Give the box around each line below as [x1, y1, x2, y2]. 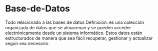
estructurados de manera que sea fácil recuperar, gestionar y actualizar [5, 35, 153, 41]
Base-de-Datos [5, 3, 70, 14]
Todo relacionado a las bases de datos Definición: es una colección [5, 19, 144, 25]
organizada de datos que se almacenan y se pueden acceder [5, 24, 131, 30]
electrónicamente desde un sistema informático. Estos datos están [5, 30, 142, 36]
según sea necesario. [5, 40, 50, 46]
